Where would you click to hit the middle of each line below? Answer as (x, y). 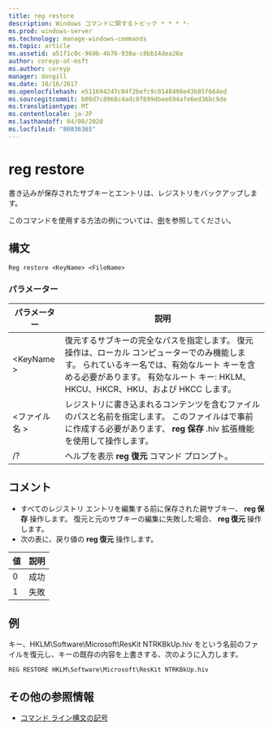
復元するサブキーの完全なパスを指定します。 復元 (159, 340)
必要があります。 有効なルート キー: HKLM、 (166, 377)
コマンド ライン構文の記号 (64, 718)
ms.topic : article (39, 46)
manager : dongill (38, 76)
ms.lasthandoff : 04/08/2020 (56, 122)
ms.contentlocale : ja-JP (50, 114)
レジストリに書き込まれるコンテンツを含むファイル (162, 404)
